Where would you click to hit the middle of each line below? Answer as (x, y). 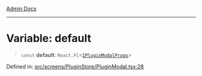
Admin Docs (21, 9)
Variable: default (49, 39)
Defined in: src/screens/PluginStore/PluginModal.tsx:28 (75, 66)
